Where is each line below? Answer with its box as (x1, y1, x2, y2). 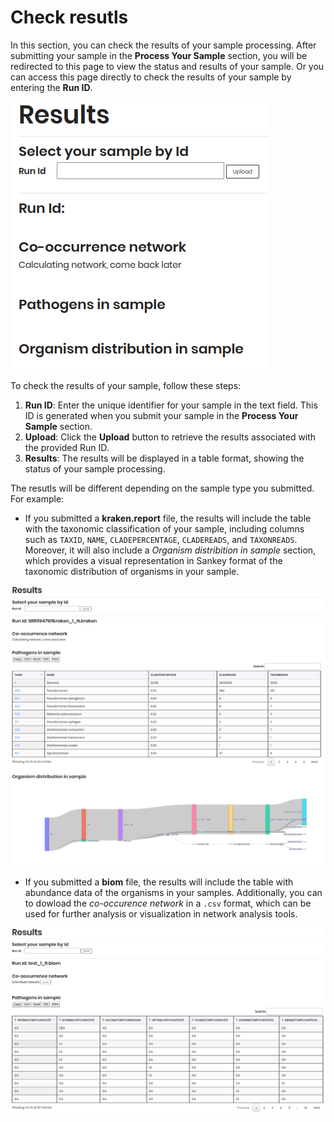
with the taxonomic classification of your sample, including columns (24, 522, 305, 535)
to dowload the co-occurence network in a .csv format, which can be (24, 897, 312, 910)
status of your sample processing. (24, 462, 166, 475)
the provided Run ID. (24, 441, 110, 453)
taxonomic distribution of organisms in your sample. (24, 565, 240, 577)
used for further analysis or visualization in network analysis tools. (24, 908, 298, 920)
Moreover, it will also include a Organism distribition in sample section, (24, 544, 317, 556)
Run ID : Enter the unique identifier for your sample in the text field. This (24, 399, 318, 411)
